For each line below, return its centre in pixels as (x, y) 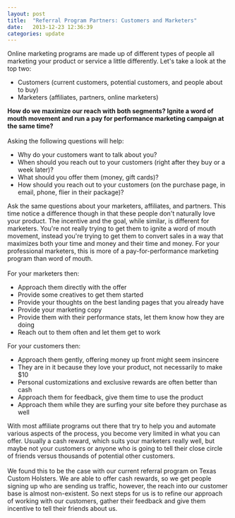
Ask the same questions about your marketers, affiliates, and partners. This (117, 206)
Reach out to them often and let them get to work (89, 332)
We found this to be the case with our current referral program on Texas (112, 471)
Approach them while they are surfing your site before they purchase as (122, 405)
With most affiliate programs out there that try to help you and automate (112, 426)
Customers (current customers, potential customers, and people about (120, 83)
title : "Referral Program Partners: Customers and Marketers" (102, 20)
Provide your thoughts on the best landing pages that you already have (121, 302)
